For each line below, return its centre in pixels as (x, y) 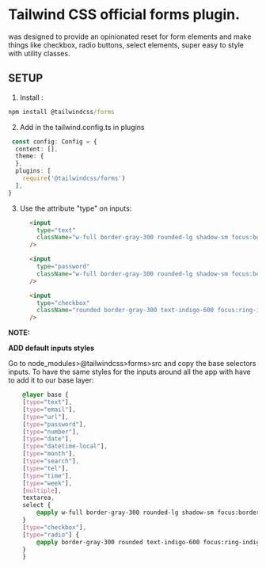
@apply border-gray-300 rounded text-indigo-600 (118, 542)
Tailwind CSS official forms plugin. (124, 15)
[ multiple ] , (42, 490)
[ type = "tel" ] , (46, 468)
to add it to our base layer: (51, 380)
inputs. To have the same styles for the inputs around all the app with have (129, 372)
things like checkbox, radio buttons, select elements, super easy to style (126, 44)
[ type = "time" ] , (47, 476)
